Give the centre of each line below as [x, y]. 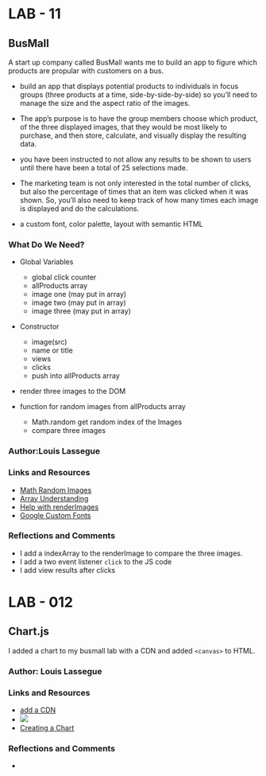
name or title [52, 350]
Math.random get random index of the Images [107, 422]
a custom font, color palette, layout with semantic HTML [112, 224]
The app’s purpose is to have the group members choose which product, [139, 119]
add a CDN [38, 710]
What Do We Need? [46, 244]
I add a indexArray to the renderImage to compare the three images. [131, 553]
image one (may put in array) [79, 294]
